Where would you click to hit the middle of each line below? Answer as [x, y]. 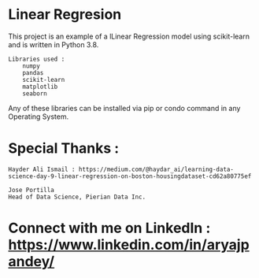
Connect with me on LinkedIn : [109, 228]
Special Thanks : [64, 148]
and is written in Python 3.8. [54, 44]
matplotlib [40, 87]
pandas [33, 72]
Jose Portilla [31, 190]
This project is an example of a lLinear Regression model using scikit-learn [129, 36]
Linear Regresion [65, 15]
